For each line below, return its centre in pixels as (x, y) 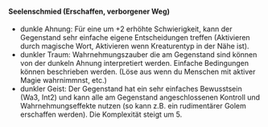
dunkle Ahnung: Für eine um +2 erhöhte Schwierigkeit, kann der (126, 29)
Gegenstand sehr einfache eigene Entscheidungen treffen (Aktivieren (135, 38)
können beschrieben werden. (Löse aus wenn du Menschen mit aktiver (138, 72)
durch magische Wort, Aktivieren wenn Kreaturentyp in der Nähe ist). (134, 46)
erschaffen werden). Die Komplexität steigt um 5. (101, 115)
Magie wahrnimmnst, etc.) (63, 80)
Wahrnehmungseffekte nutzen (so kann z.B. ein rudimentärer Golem (133, 106)
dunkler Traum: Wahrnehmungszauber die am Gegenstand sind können (138, 55)
